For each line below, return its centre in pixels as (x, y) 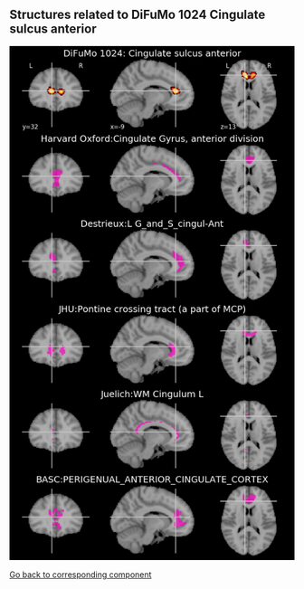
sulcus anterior (53, 29)
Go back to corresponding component (81, 575)
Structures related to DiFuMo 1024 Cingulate (138, 15)
